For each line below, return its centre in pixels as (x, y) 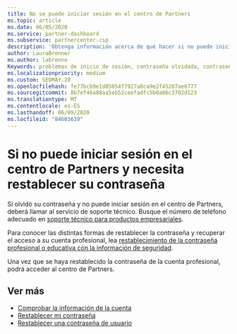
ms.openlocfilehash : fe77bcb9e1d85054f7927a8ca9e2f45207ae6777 (102, 86)
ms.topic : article (34, 21)
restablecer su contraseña (86, 184)
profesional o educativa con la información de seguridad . (90, 248)
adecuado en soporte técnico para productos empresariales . (96, 219)
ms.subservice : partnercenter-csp (58, 40)
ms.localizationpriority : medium (56, 73)
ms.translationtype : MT (42, 100)
